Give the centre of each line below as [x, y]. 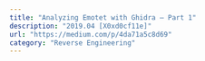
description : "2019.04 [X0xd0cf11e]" [81, 26]
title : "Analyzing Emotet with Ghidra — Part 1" [103, 17]
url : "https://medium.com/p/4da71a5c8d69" [91, 34]
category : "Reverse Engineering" [73, 43]
